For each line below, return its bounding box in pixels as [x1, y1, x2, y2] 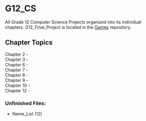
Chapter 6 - [5, 61, 28, 67]
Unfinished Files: [5, 100, 46, 106]
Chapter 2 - [5, 51, 28, 57]
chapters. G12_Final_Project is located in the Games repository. [5, 24, 131, 30]
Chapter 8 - [5, 72, 28, 78]
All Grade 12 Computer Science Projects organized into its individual [5, 19, 142, 25]
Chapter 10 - [5, 82, 30, 88]
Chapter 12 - [5, 87, 30, 93]
